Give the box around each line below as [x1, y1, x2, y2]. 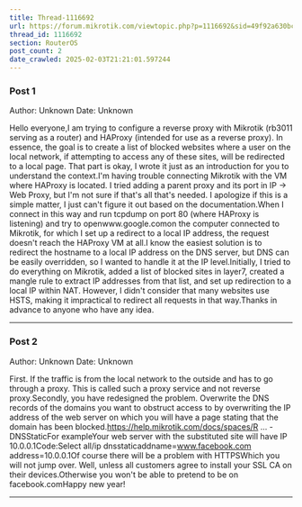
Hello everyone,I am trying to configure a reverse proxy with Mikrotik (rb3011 [9, 122, 293, 133]
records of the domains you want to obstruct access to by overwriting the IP [9, 402, 291, 412]
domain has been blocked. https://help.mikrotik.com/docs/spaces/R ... [9, 421, 268, 432]
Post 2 [9, 335, 38, 348]
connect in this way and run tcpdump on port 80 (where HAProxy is [9, 209, 260, 220]
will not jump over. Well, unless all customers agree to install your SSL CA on [9, 459, 292, 470]
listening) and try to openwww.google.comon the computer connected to [9, 218, 280, 230]
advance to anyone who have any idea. [9, 304, 155, 315]
